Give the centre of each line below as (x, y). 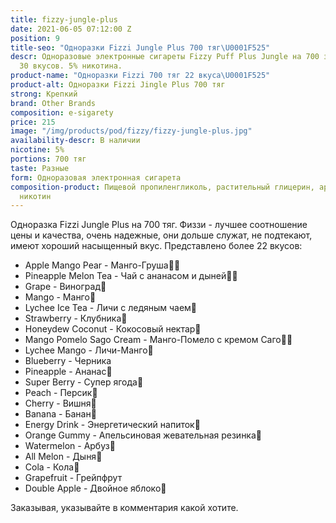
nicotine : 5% (37, 150)
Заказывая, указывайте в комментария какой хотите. (124, 508)
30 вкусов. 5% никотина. (71, 66)
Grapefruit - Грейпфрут (73, 478)
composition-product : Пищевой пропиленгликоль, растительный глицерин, (162, 187)
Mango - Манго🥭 (60, 297)
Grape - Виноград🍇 (65, 287)
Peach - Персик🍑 (61, 393)
